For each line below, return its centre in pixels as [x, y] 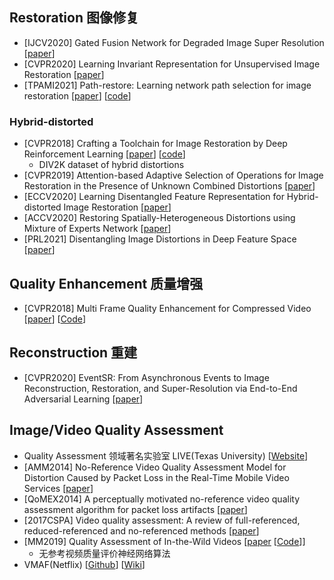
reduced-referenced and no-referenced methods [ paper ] [141, 530]
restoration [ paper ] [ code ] [77, 95]
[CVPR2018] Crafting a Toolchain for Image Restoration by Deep [155, 144]
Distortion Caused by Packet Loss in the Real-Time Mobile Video [156, 477]
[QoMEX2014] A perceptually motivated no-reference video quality [161, 499]
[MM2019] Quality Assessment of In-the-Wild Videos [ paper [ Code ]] [164, 541]
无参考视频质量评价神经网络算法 [104, 553]
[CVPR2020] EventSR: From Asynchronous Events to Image [146, 377]
